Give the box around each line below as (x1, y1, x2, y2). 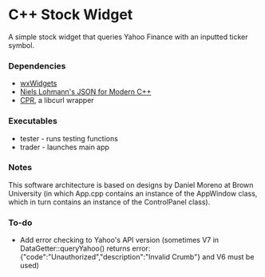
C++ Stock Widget (8, 6, 133, 24)
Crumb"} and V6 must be (171, 252, 255, 262)
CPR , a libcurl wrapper (19, 96, 94, 105)
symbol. (8, 40, 34, 49)
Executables (8, 116, 57, 127)
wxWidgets (19, 78, 57, 89)
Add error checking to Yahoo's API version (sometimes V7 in (19, 235, 220, 245)
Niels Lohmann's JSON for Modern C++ (19, 87, 152, 97)
